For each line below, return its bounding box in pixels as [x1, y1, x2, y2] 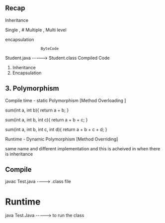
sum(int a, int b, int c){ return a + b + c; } [5, 116, 88, 122]
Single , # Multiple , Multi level [5, 27, 67, 33]
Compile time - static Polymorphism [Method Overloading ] [5, 97, 126, 104]
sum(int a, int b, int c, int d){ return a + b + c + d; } [5, 126, 107, 132]
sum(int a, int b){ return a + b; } [5, 107, 69, 113]
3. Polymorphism [5, 84, 59, 93]
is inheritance [5, 151, 33, 157]
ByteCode [40, 46, 59, 51]
